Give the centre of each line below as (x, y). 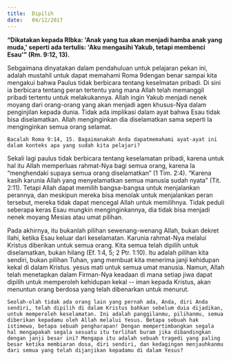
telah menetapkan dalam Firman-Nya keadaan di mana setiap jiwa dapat (110, 275)
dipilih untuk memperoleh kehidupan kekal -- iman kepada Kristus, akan (109, 281)
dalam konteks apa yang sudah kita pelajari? (73, 145)
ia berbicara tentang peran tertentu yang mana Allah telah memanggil (106, 90)
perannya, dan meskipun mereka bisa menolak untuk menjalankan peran (110, 195)
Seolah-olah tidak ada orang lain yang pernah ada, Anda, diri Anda (108, 302)
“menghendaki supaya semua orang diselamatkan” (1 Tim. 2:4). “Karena (109, 173)
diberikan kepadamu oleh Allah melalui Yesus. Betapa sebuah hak (103, 320)
